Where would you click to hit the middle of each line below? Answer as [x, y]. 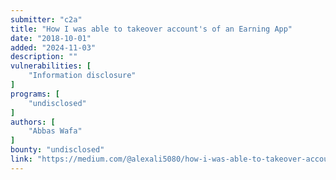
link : [21, 159]
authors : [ [33, 122]
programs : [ [35, 94]
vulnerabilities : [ [51, 66]
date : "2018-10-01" [51, 38]
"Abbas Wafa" [55, 131]
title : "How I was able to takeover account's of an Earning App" [151, 29]
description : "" [44, 57]
